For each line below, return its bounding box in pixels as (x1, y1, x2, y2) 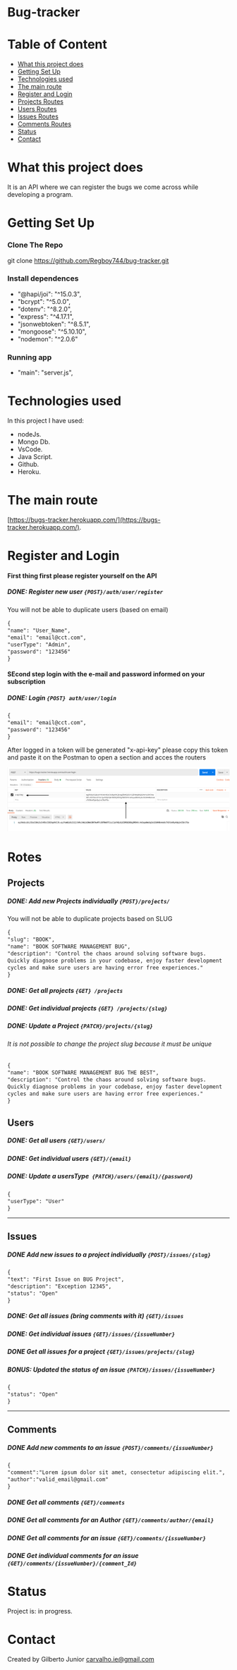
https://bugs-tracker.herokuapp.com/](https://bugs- (9, 516, 161, 524)
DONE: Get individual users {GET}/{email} (7, 1154, 132, 1162)
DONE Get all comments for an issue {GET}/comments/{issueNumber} (7, 1533, 207, 1542)
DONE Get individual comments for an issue (7, 1552, 139, 1560)
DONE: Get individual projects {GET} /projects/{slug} (7, 1004, 168, 1013)
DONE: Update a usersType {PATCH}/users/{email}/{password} (7, 1172, 194, 1181)
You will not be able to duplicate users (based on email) (7, 605, 169, 614)
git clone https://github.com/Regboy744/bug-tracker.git (7, 256, 169, 264)
